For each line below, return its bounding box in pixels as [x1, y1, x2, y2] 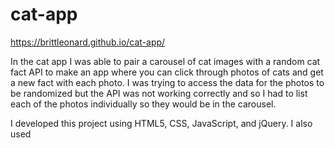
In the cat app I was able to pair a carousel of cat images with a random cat [10, 55, 321, 67]
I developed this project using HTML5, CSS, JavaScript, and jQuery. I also [10, 117, 313, 129]
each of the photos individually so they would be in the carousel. [10, 98, 277, 110]
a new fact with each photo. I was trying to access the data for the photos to [10, 76, 325, 88]
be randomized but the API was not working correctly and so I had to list [10, 87, 308, 99]
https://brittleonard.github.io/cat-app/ [10, 36, 166, 48]
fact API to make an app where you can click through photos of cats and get [10, 66, 324, 78]
